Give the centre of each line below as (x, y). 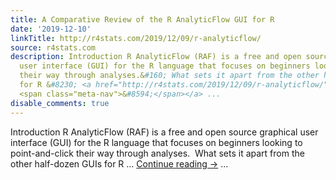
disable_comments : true (60, 103)
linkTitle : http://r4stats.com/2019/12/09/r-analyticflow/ (136, 38)
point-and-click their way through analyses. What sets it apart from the (157, 153)
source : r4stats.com (53, 47)
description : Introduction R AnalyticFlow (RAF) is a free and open (156, 57)
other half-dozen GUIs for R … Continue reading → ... (119, 163)
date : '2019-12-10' (51, 29)
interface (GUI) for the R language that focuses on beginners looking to (156, 142)
